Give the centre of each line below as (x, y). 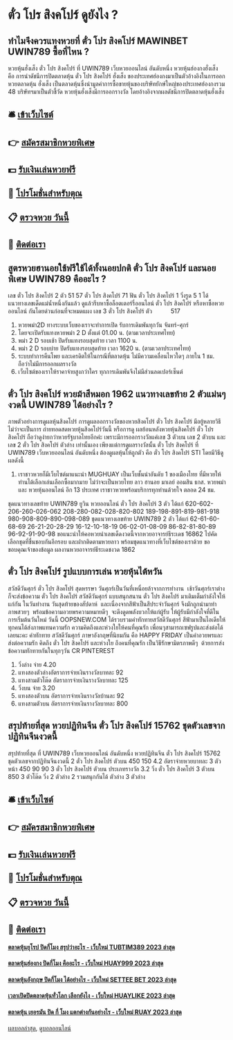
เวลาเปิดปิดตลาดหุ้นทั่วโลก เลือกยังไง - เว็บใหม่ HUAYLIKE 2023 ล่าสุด (92, 996)
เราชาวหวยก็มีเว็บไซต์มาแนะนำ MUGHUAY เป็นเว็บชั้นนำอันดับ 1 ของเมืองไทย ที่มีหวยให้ (120, 474)
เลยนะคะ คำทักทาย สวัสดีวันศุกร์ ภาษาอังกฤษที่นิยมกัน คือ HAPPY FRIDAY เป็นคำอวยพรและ (115, 635)
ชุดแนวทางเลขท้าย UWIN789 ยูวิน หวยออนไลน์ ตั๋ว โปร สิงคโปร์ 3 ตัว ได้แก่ (96, 503)
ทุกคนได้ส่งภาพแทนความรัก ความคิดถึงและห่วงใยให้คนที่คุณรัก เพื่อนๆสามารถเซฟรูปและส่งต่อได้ (115, 627)
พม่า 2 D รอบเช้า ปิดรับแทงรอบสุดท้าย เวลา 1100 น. (77, 341)
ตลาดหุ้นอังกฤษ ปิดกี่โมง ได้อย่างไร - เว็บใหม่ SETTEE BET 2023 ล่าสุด (92, 979)
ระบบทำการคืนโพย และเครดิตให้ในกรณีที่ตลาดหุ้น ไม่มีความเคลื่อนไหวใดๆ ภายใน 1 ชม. (116, 356)
